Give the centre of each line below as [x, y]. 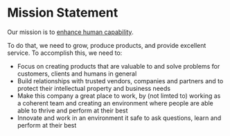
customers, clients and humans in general [77, 74]
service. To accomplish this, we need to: [65, 53]
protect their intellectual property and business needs [94, 88]
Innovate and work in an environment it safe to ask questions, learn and [119, 118]
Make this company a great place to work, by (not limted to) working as [119, 96]
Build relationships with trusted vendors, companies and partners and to [120, 80]
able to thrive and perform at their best [72, 110]
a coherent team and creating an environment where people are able [115, 103]
